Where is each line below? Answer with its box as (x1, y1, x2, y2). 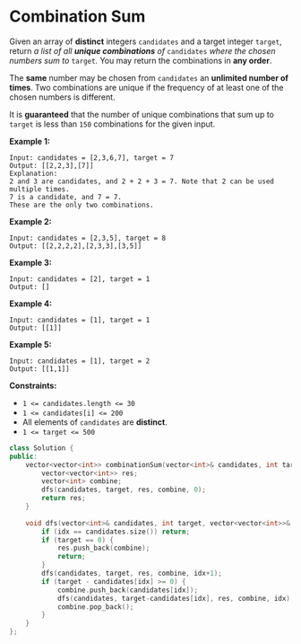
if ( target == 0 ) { (41, 535, 115, 544)
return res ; (41, 494, 87, 503)
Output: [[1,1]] (9, 364, 70, 374)
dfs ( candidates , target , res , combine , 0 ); (41, 485, 206, 495)
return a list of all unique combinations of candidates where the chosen (9, 45, 276, 56)
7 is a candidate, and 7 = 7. (9, 192, 123, 201)
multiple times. (9, 184, 70, 194)
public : (9, 452, 39, 461)
